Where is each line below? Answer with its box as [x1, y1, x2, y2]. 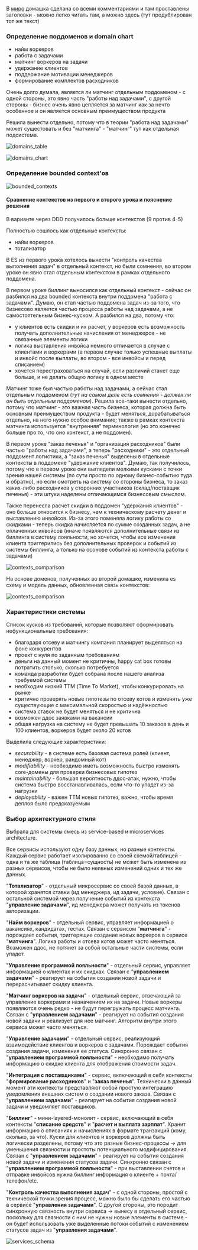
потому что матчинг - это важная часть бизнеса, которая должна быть [6, 403, 186, 410]
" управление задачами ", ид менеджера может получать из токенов [6, 901, 180, 908]
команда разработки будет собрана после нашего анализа [14, 671, 164, 678]
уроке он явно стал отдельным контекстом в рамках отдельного [6, 268, 170, 276]
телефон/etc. [6, 1177, 38, 1184]
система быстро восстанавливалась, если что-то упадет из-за [14, 781, 174, 788]
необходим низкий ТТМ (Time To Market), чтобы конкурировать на [14, 683, 184, 690]
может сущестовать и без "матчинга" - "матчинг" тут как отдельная [6, 125, 179, 132]
